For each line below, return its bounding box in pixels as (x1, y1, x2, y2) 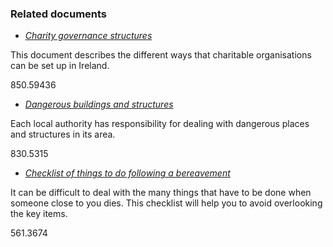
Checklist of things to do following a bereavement (24, 167, 231, 179)
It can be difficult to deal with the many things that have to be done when (10, 187, 312, 199)
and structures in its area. (10, 128, 116, 141)
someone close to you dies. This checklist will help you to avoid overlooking (10, 197, 323, 209)
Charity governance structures (24, 30, 153, 42)
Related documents (10, 7, 108, 21)
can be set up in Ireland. (10, 60, 110, 72)
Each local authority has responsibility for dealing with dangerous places (10, 118, 310, 130)
